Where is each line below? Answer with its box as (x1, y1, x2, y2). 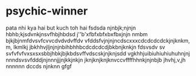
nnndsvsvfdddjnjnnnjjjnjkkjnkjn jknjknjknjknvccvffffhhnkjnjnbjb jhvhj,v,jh (5, 56, 186, 63)
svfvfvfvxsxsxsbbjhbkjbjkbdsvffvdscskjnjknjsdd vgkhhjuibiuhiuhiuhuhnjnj (5, 49, 190, 57)
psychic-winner (5, 4, 88, 18)
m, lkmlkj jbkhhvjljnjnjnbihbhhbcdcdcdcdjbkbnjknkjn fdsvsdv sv (5, 43, 166, 51)
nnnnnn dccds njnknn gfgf (5, 62, 72, 70)
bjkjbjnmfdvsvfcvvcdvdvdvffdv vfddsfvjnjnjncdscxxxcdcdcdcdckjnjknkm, (5, 37, 190, 44)
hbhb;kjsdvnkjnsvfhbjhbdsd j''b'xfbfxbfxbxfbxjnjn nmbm (5, 30, 148, 37)
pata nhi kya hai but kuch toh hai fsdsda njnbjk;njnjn (5, 24, 136, 31)
